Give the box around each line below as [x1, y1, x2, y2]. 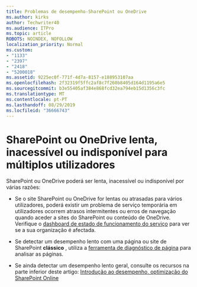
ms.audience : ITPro [6, 25, 54, 31]
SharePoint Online [14, 275, 59, 282]
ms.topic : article [6, 31, 51, 37]
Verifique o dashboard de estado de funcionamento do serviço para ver [14, 220, 190, 227]
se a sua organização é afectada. [14, 227, 96, 234]
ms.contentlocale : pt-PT [6, 96, 67, 102]
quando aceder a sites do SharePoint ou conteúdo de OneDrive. [14, 214, 171, 221]
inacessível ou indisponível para [6, 145, 168, 159]
